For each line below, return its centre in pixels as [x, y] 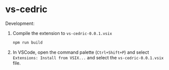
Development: [20, 23]
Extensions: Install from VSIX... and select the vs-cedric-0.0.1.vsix [88, 57]
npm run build [27, 42]
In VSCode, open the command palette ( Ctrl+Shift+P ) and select [81, 52]
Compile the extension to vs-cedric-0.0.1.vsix [62, 33]
